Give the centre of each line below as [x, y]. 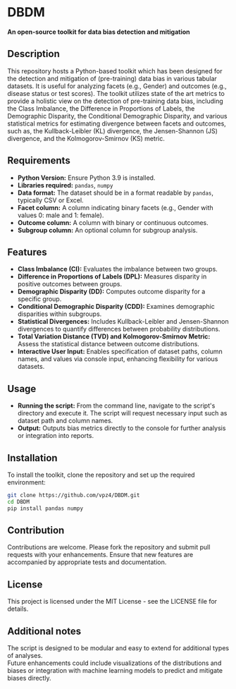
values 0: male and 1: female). [61, 215]
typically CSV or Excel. [50, 200]
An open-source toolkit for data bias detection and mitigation [99, 32]
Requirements [39, 160]
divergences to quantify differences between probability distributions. [119, 329]
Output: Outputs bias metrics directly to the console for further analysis [122, 428]
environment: [26, 482]
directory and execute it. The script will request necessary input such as [122, 413]
